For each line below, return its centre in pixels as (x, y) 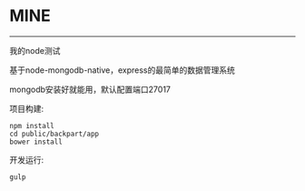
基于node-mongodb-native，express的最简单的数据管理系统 (123, 70)
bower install (36, 142)
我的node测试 (35, 50)
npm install (32, 126)
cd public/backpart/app (54, 134)
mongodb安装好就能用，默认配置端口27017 (90, 89)
